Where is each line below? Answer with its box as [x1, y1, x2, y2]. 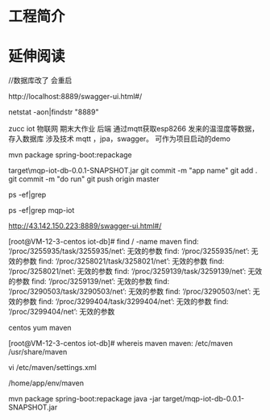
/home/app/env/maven [8, 378, 85, 388]
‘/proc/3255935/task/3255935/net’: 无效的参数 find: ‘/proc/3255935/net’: [8, 247, 250, 256]
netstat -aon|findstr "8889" [8, 107, 99, 117]
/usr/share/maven [8, 347, 68, 357]
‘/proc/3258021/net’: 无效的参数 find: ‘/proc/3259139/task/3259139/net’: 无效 [8, 267, 263, 277]
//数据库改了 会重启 [8, 76, 73, 85]
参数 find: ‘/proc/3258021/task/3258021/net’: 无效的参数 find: [22, 256, 225, 266]
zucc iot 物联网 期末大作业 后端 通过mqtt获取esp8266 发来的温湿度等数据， [8, 124, 260, 134]
